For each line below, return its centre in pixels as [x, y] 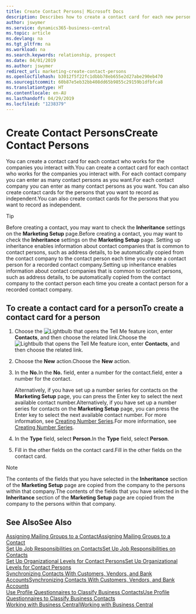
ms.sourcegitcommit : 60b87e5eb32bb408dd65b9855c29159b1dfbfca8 [85, 82]
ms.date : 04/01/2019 [31, 60]
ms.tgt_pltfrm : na [28, 44]
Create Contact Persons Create [82, 133]
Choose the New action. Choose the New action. [73, 361]
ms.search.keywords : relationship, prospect [61, 55]
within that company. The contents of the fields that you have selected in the [97, 491]
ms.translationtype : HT [35, 88]
